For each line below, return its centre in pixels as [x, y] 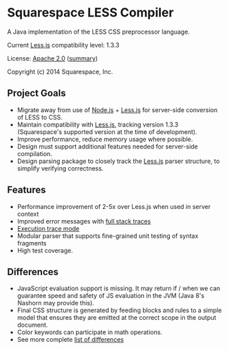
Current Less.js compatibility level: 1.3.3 [63, 45]
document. [32, 325]
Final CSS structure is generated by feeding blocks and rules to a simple [119, 310]
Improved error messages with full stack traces [84, 221]
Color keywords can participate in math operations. [90, 332]
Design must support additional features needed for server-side [107, 146]
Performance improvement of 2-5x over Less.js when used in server [114, 206]
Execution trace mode [48, 228]
